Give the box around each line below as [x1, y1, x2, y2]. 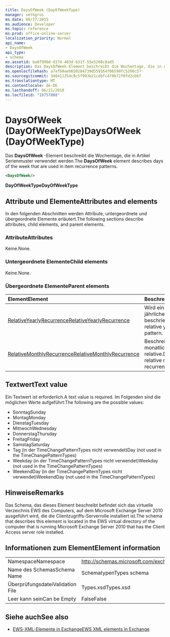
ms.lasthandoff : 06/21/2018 [5, 87, 65, 93]
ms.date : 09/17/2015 [5, 17, 49, 22]
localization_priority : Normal [5, 36, 71, 41]
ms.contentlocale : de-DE [5, 83, 58, 88]
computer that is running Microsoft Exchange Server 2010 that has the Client [5, 523, 165, 529]
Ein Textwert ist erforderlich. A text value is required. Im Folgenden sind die [5, 394, 161, 400]
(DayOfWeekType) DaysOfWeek [5, 125, 141, 137]
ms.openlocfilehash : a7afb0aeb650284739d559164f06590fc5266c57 [5, 69, 142, 74]
